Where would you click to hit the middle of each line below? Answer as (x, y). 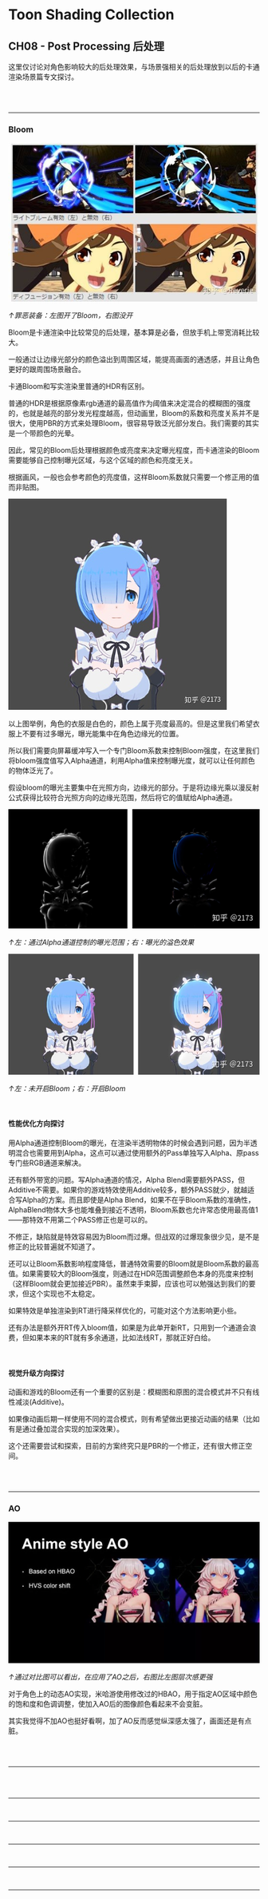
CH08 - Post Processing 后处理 (87, 46)
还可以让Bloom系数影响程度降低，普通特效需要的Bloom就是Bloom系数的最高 (134, 1264)
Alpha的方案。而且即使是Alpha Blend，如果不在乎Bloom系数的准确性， (138, 1200)
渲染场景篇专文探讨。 (43, 77)
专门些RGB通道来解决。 (47, 1163)
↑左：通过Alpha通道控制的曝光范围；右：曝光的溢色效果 (101, 942)
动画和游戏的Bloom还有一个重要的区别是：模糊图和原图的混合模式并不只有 (130, 1392)
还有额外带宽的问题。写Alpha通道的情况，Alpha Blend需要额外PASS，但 (127, 1180)
